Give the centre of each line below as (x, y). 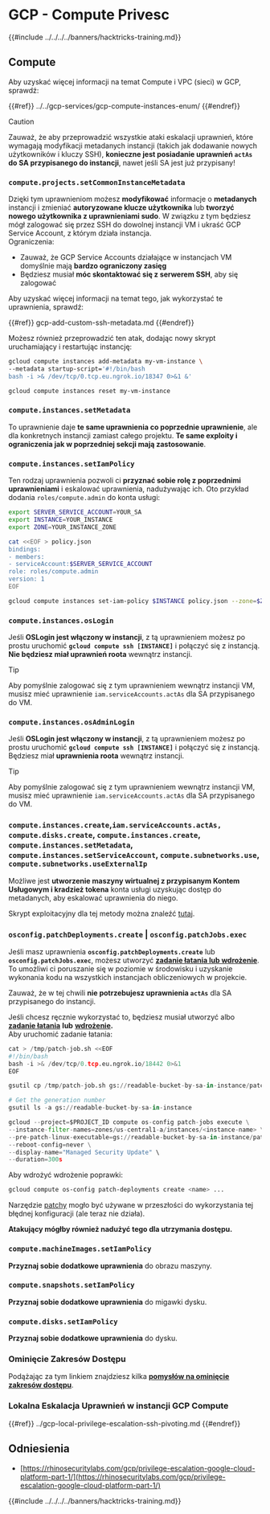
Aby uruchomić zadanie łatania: (60, 1034)
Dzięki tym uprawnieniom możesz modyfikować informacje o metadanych (133, 199)
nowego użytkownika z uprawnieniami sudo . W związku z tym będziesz (130, 216)
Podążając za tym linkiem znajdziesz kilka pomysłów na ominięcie (119, 1377)
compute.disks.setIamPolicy (63, 1321)
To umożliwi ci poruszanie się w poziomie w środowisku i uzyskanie (121, 968)
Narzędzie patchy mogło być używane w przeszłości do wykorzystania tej (131, 1205)
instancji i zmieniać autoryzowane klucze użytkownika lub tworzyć (121, 207)
